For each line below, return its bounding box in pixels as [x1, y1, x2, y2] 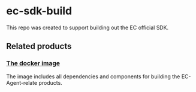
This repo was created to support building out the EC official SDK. [6, 24, 169, 31]
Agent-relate [6, 79, 38, 86]
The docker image [6, 59, 61, 68]
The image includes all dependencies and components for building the [6, 73, 180, 80]
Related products [6, 41, 72, 51]
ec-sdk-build [6, 4, 73, 18]
